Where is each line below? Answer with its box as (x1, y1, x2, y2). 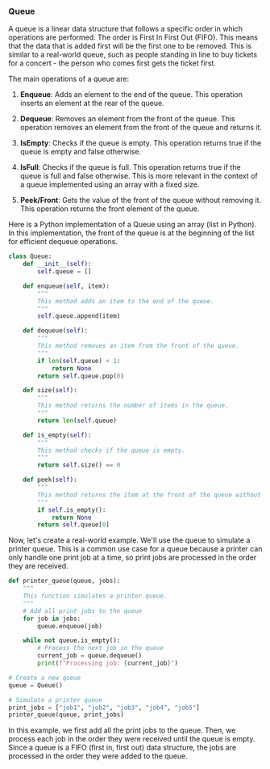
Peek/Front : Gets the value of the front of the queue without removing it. (19, 196, 262, 205)
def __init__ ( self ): (23, 260, 92, 268)
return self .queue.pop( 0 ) (37, 372, 125, 380)
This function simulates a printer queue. (23, 592, 168, 600)
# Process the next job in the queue (37, 644, 164, 653)
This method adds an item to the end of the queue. (37, 297, 215, 305)
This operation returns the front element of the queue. (19, 204, 200, 213)
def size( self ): (23, 387, 78, 395)
